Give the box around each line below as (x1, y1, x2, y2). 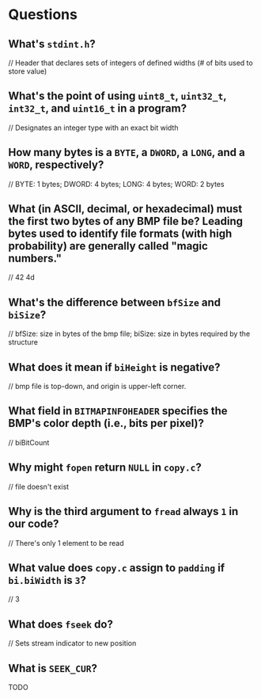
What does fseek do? (8, 617, 113, 631)
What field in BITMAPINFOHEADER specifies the (8, 404, 228, 418)
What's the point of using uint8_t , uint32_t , (8, 90, 227, 103)
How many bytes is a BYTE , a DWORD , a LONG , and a (8, 146, 245, 159)
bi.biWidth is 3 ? (8, 573, 87, 587)
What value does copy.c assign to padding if (8, 561, 225, 574)
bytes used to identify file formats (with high (8, 227, 233, 241)
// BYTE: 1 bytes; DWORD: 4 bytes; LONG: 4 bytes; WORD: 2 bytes (8, 179, 225, 189)
